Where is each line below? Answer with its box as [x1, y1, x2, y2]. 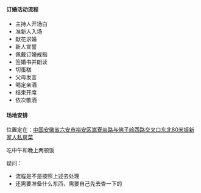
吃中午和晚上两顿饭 [6, 147, 55, 154]
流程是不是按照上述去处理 [15, 172, 80, 180]
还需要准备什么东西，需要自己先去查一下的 [15, 180, 122, 188]
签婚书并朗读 [15, 58, 48, 66]
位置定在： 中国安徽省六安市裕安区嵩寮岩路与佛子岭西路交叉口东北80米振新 [6, 126, 195, 133]
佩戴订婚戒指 [15, 51, 48, 58]
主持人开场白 [15, 20, 48, 27]
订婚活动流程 [6, 5, 38, 13]
